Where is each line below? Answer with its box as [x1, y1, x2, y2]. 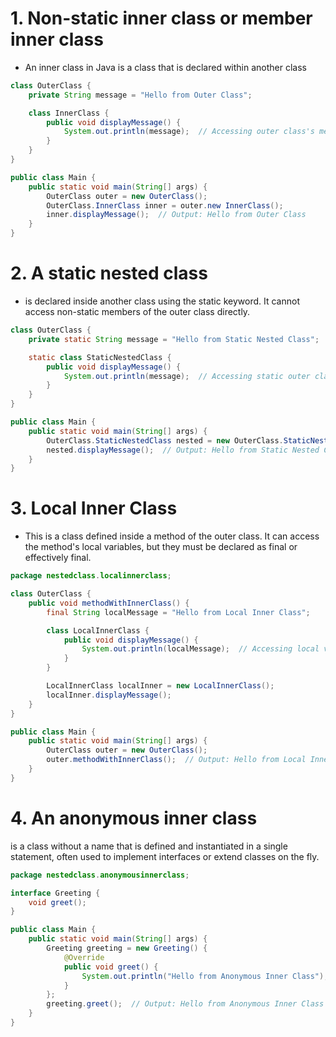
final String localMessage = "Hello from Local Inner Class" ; [46, 607, 311, 617]
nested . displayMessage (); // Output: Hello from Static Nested [46, 445, 320, 455]
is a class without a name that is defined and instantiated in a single [10, 840, 288, 852]
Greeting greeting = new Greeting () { [46, 943, 208, 953]
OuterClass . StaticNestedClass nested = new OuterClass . [46, 435, 284, 446]
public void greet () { [63, 962, 159, 972]
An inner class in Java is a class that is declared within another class [24, 61, 308, 73]
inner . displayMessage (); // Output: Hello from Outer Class [46, 210, 307, 220]
